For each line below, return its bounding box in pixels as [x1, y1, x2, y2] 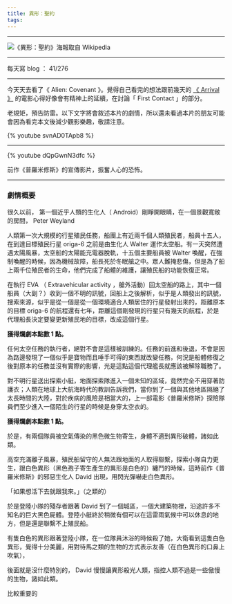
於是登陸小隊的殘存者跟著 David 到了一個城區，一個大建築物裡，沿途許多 [7, 502, 215, 510]
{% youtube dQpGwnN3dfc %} [7, 151, 95, 159]
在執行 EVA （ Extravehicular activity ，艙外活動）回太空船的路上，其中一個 [7, 280, 222, 289]
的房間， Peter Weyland [7, 216, 75, 225]
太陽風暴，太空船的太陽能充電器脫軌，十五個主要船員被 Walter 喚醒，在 [12, 248, 217, 257]
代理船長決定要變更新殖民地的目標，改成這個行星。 [7, 315, 153, 323]
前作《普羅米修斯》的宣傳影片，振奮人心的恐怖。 [7, 165, 146, 174]
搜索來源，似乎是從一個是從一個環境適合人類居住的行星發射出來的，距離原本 [7, 298, 225, 306]
